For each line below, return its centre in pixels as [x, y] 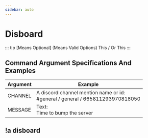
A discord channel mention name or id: [81, 93]
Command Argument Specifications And [68, 63]
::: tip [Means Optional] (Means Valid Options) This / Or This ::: [68, 48]
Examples [20, 70]
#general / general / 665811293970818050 [88, 99]
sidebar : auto [20, 10]
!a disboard [23, 130]
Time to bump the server [65, 113]
